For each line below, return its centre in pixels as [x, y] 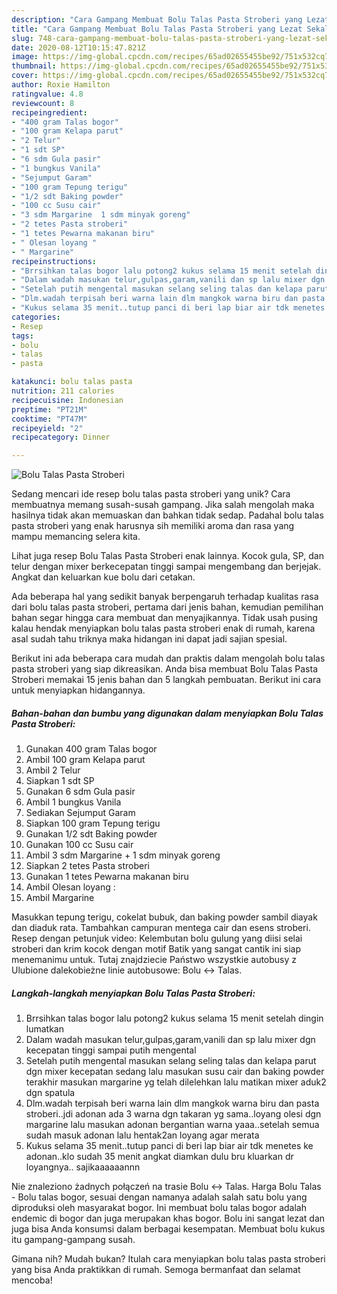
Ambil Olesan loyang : [70, 887]
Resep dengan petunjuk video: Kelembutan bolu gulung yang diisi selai [157, 938]
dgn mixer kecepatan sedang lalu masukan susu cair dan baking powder [175, 1072]
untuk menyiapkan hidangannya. [78, 690]
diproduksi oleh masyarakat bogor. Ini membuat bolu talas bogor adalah [159, 1208]
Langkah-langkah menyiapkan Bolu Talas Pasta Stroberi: [133, 993]
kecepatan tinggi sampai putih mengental [111, 1050]
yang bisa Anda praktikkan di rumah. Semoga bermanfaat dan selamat [156, 1270]
